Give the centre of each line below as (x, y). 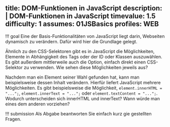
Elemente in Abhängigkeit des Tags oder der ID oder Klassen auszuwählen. (84, 56)
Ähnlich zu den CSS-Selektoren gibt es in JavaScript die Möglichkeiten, (80, 51)
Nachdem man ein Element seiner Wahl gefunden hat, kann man (72, 77)
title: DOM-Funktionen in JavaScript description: (84, 8)
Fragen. (13, 119)
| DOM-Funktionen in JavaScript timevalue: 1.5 (80, 16)
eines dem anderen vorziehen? (38, 104)
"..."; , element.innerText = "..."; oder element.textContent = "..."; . (81, 93)
